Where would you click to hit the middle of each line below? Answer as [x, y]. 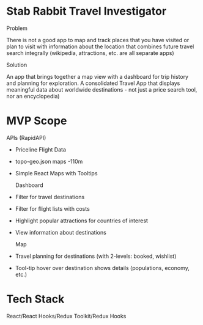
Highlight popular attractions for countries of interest [82, 221]
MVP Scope [37, 121]
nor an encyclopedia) [33, 96]
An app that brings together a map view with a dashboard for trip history [97, 76]
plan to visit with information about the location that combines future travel [100, 46]
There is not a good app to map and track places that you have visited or [98, 40]
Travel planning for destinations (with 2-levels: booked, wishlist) [96, 256]
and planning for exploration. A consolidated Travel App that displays [93, 83]
